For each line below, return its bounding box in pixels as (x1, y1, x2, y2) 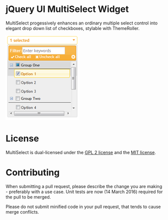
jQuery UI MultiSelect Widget (5, 3, 129, 15)
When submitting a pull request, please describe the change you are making (5, 183, 163, 189)
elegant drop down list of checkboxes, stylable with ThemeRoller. (5, 25, 140, 31)
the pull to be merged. (5, 194, 51, 200)
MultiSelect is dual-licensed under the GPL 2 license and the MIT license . (5, 149, 156, 155)
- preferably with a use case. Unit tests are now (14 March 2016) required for (5, 189, 163, 195)
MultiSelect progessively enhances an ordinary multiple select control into (5, 20, 158, 26)
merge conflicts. (5, 209, 39, 215)
